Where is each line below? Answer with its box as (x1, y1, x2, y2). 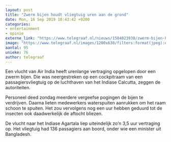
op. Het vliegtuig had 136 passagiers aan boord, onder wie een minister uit (5, 126, 161, 132)
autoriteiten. (5, 85, 31, 91)
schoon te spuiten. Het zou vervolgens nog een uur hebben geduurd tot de (5, 105, 162, 112)
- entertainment (5, 26, 40, 31)
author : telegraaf (5, 54, 44, 60)
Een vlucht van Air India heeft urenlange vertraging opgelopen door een (5, 68, 156, 75)
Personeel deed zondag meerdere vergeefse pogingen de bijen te (5, 94, 144, 100)
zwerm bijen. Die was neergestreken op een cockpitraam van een (5, 74, 143, 80)
